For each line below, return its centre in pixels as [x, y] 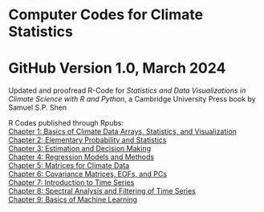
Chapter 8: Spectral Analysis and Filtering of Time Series [102, 191]
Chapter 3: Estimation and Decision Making [79, 149]
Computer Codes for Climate [106, 15]
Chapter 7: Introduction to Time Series [71, 182]
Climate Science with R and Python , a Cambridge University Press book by [132, 99]
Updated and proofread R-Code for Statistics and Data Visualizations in [127, 90]
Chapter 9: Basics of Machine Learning [73, 200]
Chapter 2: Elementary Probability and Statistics [87, 140]
